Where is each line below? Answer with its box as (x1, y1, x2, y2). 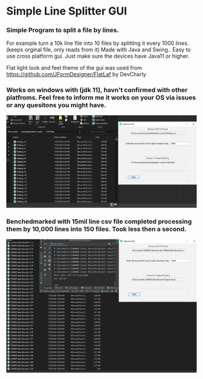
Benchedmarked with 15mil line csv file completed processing (6, 217, 192, 226)
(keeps (6, 46, 24, 53)
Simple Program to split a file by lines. (6, 26, 120, 35)
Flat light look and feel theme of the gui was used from (6, 64, 142, 72)
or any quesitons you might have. (6, 101, 107, 110)
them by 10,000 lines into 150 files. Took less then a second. (6, 225, 187, 233)
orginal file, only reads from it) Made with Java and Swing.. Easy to (24, 46, 192, 53)
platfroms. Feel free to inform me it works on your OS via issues (6, 93, 196, 102)
